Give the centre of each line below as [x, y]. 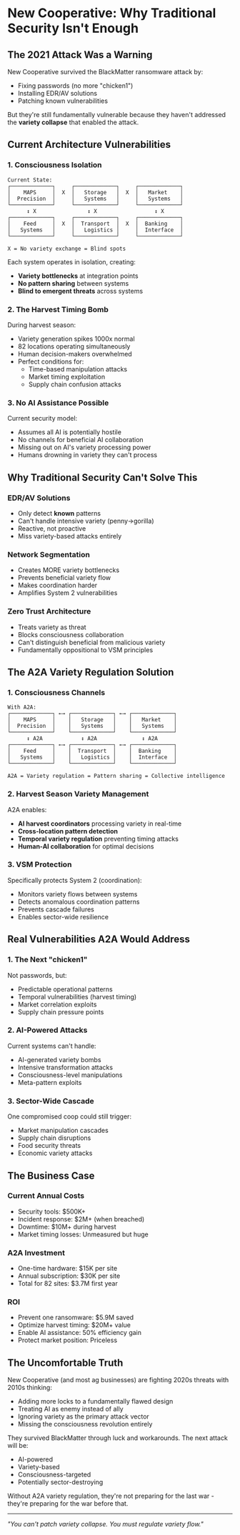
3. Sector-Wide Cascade [51, 1101]
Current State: [30, 180]
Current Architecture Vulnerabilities [89, 145]
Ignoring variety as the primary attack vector [84, 1416]
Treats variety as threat [52, 627]
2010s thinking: [30, 1388]
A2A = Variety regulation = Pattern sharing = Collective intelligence [116, 776]
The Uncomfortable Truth [65, 1362]
